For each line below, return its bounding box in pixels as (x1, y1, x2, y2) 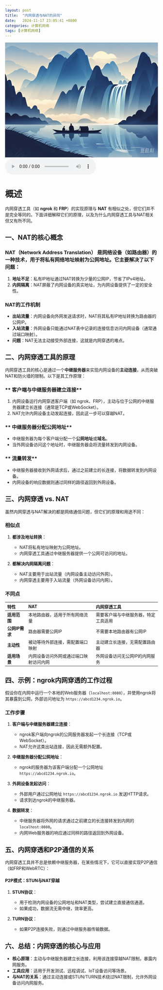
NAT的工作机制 (5, 301, 40, 308)
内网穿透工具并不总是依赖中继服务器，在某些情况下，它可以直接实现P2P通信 (5, 859, 158, 865)
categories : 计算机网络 (5, 23, 49, 28)
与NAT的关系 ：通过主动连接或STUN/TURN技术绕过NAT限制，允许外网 (12, 974, 153, 980)
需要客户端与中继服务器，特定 (96, 611, 156, 617)
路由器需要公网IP (28, 628, 62, 634)
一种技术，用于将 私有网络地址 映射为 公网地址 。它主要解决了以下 (5, 257, 154, 263)
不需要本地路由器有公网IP (96, 628, 147, 634)
